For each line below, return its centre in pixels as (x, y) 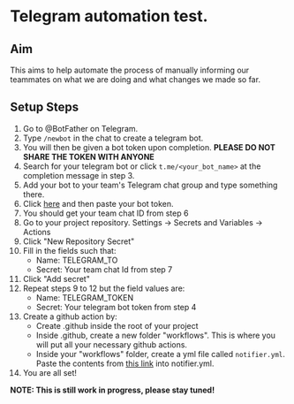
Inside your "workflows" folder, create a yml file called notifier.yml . (160, 354)
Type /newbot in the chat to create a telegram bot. (113, 138)
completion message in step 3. (79, 175)
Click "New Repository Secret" (79, 241)
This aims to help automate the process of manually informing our (130, 70)
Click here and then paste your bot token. (98, 203)
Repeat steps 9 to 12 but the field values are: (104, 288)
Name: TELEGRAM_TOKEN (85, 297)
